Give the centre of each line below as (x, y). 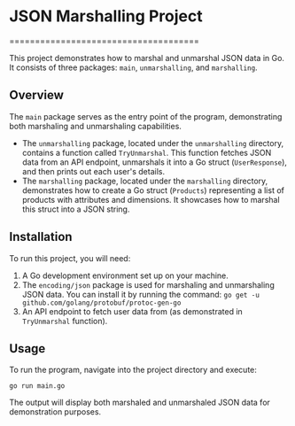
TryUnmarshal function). (65, 321)
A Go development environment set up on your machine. (125, 275)
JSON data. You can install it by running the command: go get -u (140, 294)
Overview (37, 95)
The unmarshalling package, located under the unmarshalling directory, (153, 143)
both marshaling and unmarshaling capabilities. (95, 126)
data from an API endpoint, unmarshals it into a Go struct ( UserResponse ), (155, 162)
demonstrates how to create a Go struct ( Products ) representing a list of (153, 190)
